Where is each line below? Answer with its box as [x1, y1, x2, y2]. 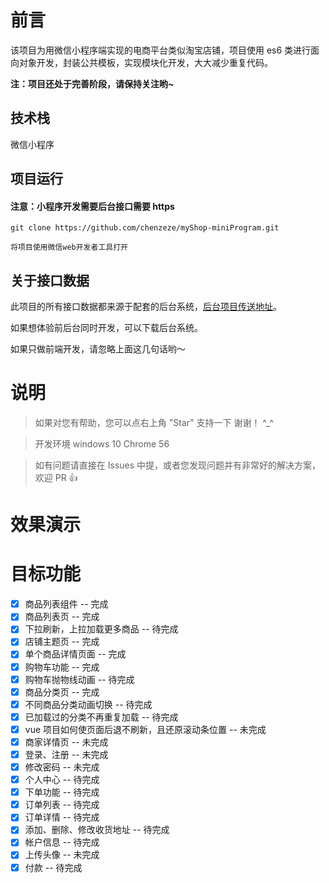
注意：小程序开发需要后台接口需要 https [10, 200, 175, 212]
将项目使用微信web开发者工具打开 [10, 242, 128, 253]
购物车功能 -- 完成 [24, 661, 100, 673]
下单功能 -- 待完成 [24, 786, 100, 798]
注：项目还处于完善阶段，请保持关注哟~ [10, 77, 175, 90]
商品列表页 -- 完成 [24, 611, 100, 623]
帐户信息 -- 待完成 [24, 836, 100, 848]
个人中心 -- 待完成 [24, 774, 100, 786]
